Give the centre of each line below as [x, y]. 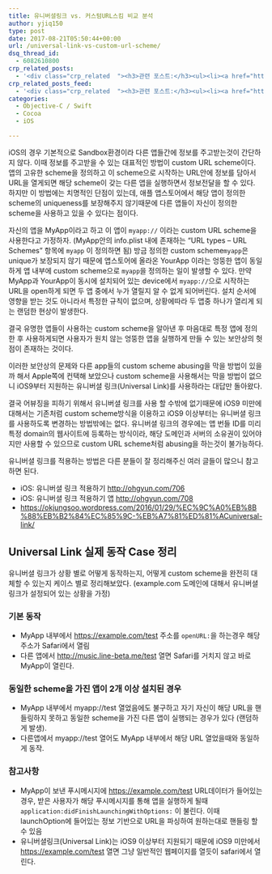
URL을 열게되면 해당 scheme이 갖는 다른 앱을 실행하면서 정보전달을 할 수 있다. [132, 182]
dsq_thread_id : [34, 53]
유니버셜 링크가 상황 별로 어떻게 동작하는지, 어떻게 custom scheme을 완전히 [129, 573]
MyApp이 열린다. [47, 665]
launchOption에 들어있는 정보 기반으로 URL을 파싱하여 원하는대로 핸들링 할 [139, 821]
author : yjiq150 [36, 23]
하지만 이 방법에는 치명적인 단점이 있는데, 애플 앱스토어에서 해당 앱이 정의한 [127, 193]
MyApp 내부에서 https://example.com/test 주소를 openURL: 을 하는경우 [132, 635]
